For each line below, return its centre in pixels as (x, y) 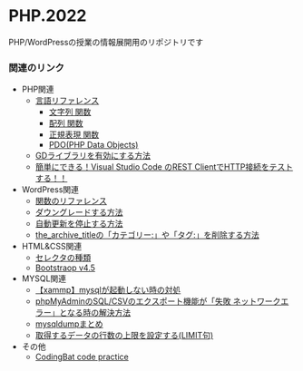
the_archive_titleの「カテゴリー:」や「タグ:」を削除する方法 (147, 235)
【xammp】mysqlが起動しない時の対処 (108, 290)
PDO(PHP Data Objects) (93, 145)
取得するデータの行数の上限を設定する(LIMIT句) (124, 336)
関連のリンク (37, 67)
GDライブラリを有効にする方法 (93, 156)
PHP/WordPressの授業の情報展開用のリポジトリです (106, 42)
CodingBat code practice (82, 357)
